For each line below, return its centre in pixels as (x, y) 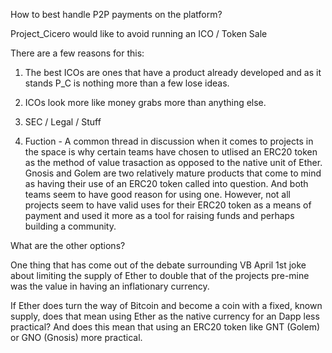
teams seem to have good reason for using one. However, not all (158, 194)
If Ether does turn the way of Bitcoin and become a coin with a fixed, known (166, 305)
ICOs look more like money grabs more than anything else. (145, 102)
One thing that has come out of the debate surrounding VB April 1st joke (158, 265)
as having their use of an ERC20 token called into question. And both (166, 183)
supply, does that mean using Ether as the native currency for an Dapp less (165, 316)
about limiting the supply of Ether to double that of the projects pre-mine (160, 275)
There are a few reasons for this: (77, 53)
